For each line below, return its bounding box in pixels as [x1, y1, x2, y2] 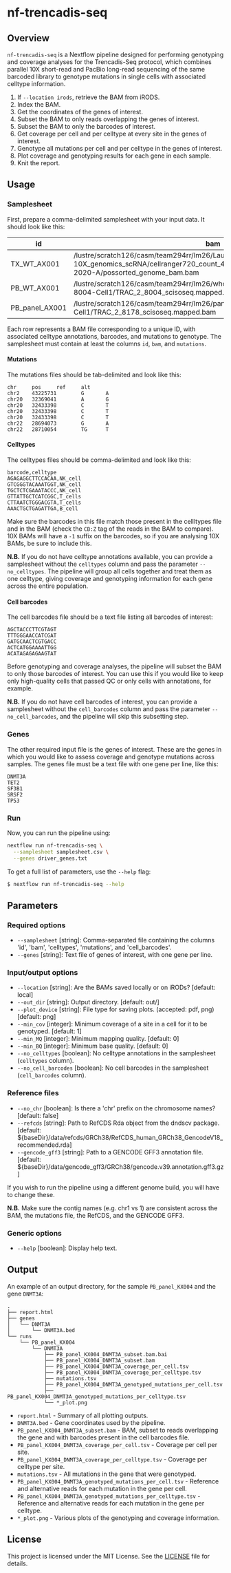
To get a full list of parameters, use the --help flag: [7, 867, 151, 876]
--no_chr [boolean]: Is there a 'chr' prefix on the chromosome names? [16, 1104, 216, 1112]
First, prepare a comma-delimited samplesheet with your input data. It [7, 215, 205, 223]
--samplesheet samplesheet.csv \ [13, 848, 109, 855]
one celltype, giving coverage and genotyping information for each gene [7, 575, 213, 583]
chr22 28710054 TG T [7, 425, 109, 433]
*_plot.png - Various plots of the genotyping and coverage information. [16, 1513, 220, 1522]
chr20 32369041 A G [7, 396, 109, 403]
